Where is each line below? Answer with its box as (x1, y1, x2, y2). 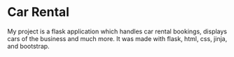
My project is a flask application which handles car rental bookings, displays (7, 27, 228, 35)
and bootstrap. (7, 42, 50, 50)
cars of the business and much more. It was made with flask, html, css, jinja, (7, 34, 228, 42)
